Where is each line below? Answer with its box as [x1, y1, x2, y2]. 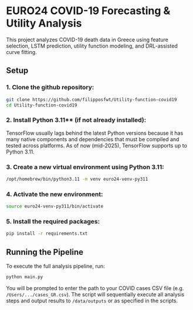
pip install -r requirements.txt [6, 231, 88, 236]
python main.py [6, 274, 43, 280]
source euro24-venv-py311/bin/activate [6, 204, 104, 209]
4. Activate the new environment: [6, 190, 103, 198]
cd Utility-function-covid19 [6, 102, 77, 108]
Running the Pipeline [6, 247, 84, 257]
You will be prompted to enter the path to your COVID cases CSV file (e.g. [6, 284, 184, 292]
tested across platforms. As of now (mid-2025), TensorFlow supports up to [6, 142, 188, 149]
